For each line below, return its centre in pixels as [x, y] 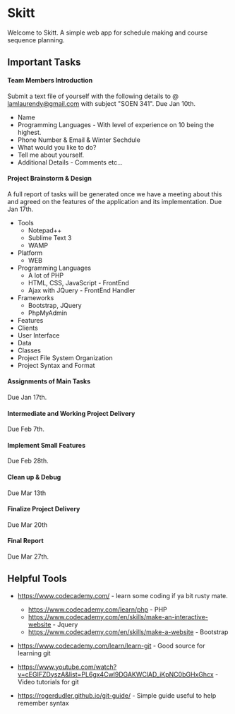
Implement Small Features [47, 445]
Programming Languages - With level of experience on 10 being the [116, 124]
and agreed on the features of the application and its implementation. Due [115, 201]
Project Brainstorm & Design [49, 179]
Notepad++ [45, 230]
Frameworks [36, 297]
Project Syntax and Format [56, 365]
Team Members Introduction [50, 80]
